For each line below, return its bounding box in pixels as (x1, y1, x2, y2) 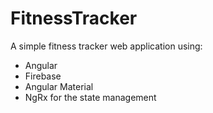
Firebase (24, 70, 62, 82)
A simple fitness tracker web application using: (10, 40, 203, 52)
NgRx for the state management (24, 91, 157, 103)
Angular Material (24, 80, 94, 92)
